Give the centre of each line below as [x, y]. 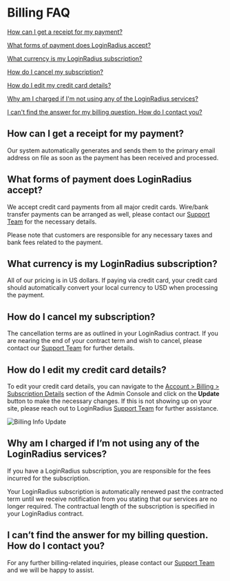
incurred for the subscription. [49, 478]
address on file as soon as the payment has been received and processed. [113, 157]
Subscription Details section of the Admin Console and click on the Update [113, 394]
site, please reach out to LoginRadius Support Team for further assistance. [113, 408]
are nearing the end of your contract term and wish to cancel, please [105, 341]
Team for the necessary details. [52, 221]
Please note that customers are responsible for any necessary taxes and [110, 235]
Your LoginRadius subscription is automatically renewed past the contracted [115, 491]
